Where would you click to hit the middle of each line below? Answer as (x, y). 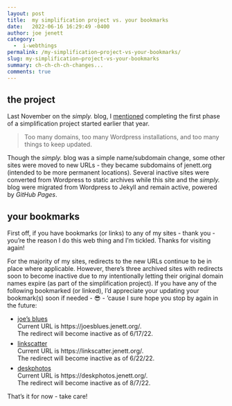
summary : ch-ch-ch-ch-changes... (55, 65)
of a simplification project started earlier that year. (79, 124)
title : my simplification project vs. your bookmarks (88, 20)
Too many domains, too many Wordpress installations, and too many (122, 137)
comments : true (29, 71)
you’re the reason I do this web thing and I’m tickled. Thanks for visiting (109, 240)
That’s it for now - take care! (47, 396)
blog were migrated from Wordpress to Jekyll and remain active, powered (112, 187)
